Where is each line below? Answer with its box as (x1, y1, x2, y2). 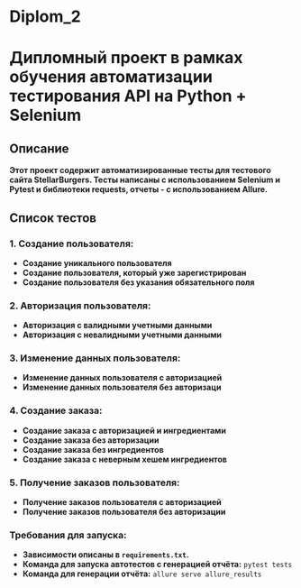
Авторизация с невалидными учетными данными (22, 329, 223, 340)
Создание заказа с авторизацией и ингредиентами (22, 425, 227, 436)
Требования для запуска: (9, 528, 128, 541)
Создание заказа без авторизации (22, 435, 160, 446)
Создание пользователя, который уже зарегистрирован (22, 267, 247, 278)
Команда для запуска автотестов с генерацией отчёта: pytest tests (22, 559, 293, 570)
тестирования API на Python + (9, 86, 247, 106)
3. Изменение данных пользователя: (9, 352, 181, 364)
